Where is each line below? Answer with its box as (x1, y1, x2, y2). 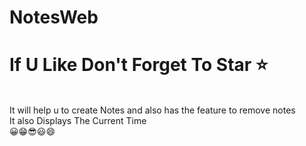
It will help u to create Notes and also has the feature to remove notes (9, 104, 296, 116)
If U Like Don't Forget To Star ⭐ (9, 54, 269, 76)
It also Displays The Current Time (9, 115, 147, 127)
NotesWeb (9, 6, 99, 29)
